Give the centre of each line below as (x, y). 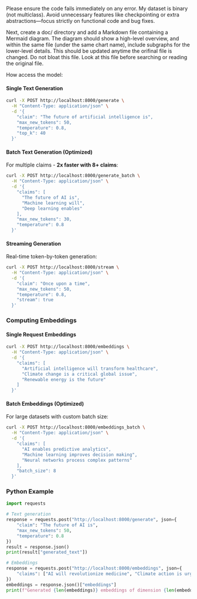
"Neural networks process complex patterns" (77, 460)
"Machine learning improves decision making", (79, 455)
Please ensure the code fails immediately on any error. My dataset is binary (97, 8)
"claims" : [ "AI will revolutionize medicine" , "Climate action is (99, 574)
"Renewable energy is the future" (64, 380)
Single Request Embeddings (41, 334)
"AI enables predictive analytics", (66, 449)
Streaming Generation (34, 243)
